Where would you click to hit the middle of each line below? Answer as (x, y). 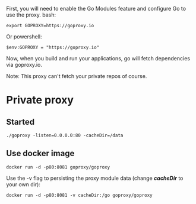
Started (20, 122)
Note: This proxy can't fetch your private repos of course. (77, 76)
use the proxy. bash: (31, 15)
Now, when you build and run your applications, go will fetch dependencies (98, 58)
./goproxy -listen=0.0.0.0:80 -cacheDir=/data (65, 135)
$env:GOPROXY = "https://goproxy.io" (53, 47)
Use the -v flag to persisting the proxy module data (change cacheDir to (95, 178)
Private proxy (40, 100)
